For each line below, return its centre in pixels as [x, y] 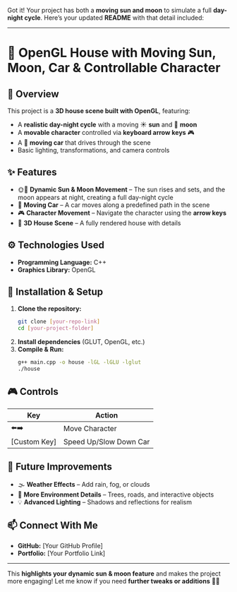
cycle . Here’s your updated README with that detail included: [114, 18]
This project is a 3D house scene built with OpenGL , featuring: [99, 111]
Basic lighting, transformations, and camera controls [93, 150]
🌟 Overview [33, 94]
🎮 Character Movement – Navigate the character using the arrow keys [122, 213]
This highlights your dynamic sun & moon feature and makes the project [114, 574]
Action [107, 415]
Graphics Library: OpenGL [56, 270]
